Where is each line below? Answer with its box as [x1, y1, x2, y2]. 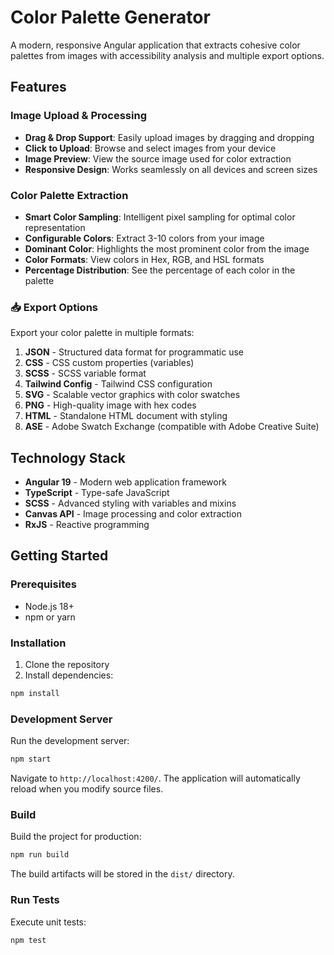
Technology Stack [10, 449, 126, 466]
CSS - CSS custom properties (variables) [24, 357, 195, 369]
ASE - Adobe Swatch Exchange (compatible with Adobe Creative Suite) [24, 421, 320, 433]
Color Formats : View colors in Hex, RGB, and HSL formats [24, 253, 265, 265]
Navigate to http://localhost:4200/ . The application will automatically [10, 772, 301, 785]
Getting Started [10, 547, 109, 565]
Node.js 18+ [24, 600, 75, 612]
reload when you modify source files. [10, 783, 164, 795]
